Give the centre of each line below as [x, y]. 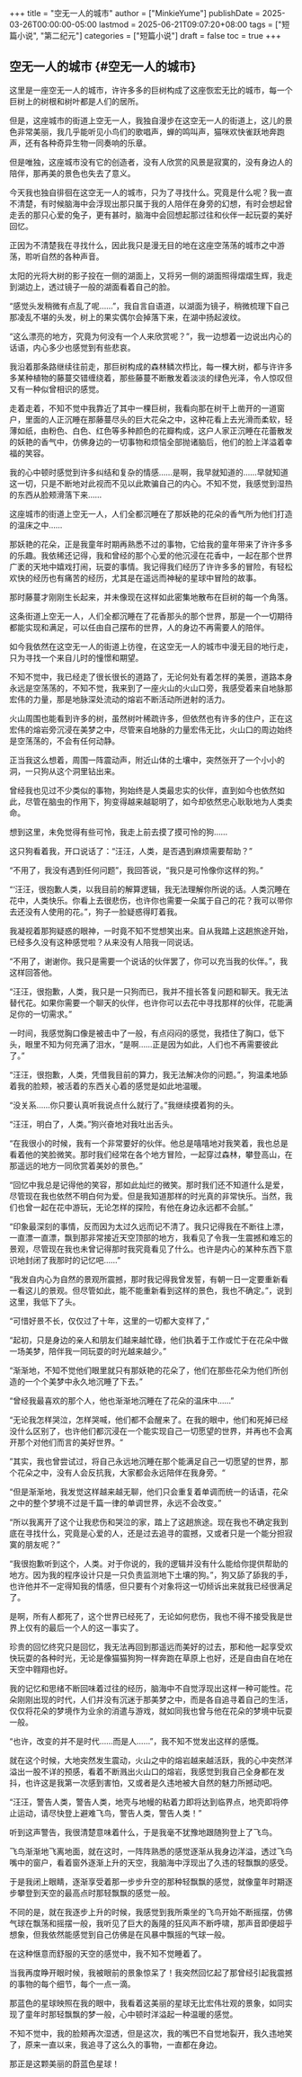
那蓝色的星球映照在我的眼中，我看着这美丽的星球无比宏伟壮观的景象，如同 [147, 2002]
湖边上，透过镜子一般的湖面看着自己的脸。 [96, 287]
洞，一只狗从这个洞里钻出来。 [64, 771]
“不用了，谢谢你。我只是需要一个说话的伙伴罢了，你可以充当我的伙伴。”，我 [149, 961]
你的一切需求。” [44, 1013]
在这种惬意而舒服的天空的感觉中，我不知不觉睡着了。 [108, 1953]
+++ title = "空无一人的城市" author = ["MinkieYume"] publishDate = [135, 13]
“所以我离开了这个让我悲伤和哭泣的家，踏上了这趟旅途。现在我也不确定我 [145, 1521]
